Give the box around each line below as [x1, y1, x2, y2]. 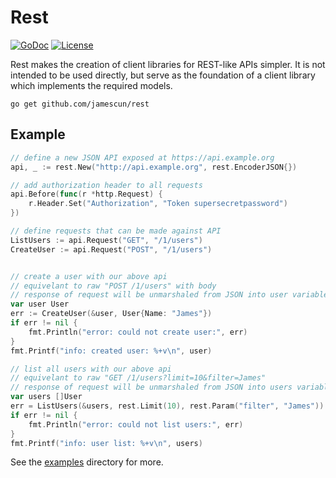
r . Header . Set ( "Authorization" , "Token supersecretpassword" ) [28, 199, 288, 209]
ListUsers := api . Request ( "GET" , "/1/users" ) [10, 235, 203, 245]
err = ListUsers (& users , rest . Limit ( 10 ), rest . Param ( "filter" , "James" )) [10, 401, 325, 411]
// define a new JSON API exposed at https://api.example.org [10, 152, 275, 163]
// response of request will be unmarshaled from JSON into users [10, 382, 293, 393]
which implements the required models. [10, 79, 173, 91]
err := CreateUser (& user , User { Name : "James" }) [10, 309, 213, 319]
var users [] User [10, 392, 83, 402]
